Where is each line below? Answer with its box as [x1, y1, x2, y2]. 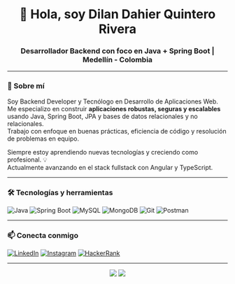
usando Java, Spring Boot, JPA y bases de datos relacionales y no [7, 112, 198, 120]
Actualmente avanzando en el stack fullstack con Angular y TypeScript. [7, 163, 213, 171]
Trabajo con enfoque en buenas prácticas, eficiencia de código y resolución [7, 127, 227, 135]
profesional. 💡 [7, 155, 48, 164]
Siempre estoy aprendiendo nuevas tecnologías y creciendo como [7, 148, 199, 156]
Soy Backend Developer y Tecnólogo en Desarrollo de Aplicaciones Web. [7, 97, 218, 106]
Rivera [98, 21, 137, 37]
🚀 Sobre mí [7, 81, 45, 91]
